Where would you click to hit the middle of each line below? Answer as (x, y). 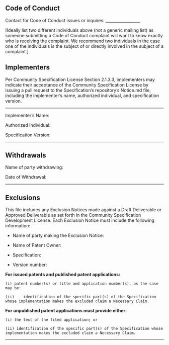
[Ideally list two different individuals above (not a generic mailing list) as (79, 30)
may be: (13, 288)
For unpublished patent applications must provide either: (66, 311)
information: (18, 226)
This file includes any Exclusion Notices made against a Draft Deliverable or (83, 210)
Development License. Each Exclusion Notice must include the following (80, 220)
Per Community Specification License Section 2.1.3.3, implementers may (80, 79)
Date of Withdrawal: (26, 177)
